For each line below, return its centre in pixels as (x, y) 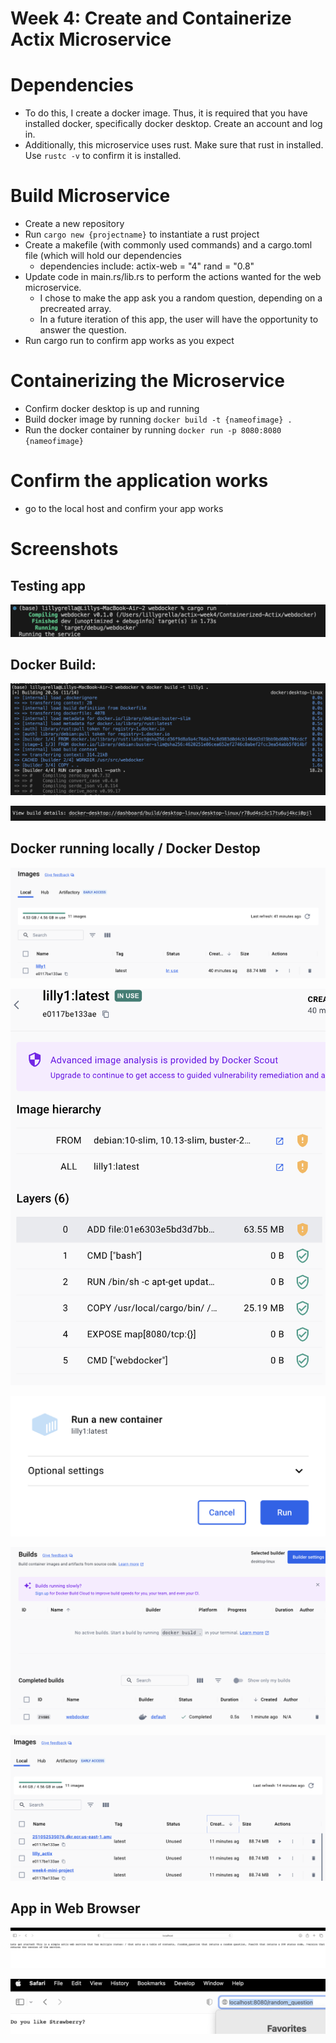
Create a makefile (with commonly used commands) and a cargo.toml (168, 245)
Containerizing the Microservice (147, 381)
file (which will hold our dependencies (103, 256)
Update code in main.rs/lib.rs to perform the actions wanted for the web (173, 277)
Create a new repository (74, 224)
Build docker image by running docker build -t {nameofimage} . (158, 419)
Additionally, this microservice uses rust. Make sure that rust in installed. (174, 145)
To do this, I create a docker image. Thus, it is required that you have (166, 113)
